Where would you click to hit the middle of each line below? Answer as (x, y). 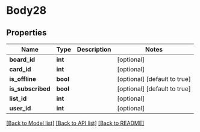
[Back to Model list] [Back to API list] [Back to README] (75, 123)
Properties (27, 33)
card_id (20, 69)
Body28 (27, 10)
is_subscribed (30, 89)
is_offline (23, 79)
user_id (20, 108)
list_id (18, 98)
